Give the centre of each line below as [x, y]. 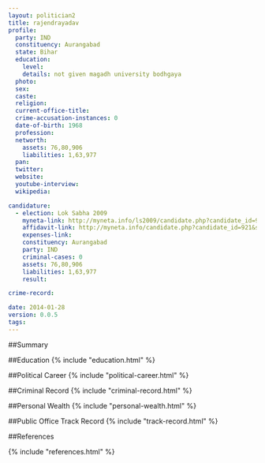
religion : [31, 103]
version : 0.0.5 [33, 315]
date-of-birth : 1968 [49, 125]
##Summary [28, 345]
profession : [35, 133]
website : [30, 177]
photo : [26, 81]
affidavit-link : [49, 228]
